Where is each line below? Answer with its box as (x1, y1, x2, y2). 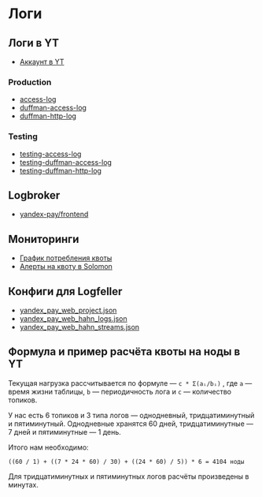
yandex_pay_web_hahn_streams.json (19, 323, 140, 332)
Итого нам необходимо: (8, 443, 89, 452)
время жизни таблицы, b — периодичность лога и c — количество (8, 387, 232, 396)
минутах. (8, 480, 39, 489)
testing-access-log (19, 149, 82, 159)
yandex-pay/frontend (19, 210, 89, 219)
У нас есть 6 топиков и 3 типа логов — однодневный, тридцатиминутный (8, 410, 255, 420)
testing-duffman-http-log (19, 166, 102, 175)
